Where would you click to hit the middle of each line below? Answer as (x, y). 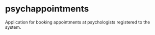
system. (13, 27)
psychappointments (47, 9)
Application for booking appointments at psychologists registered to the (78, 22)
